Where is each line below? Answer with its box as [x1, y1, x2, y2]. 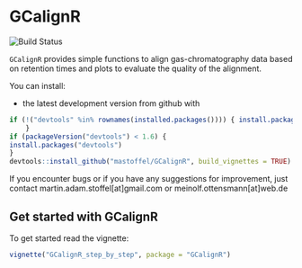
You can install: [9, 80, 66, 91]
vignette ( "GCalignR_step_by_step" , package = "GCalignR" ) [9, 250, 231, 259]
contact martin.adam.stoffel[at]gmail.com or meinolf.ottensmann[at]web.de [9, 183, 289, 194]
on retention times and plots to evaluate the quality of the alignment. [9, 63, 262, 74]
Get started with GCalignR [9, 209, 159, 224]
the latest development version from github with [22, 97, 200, 109]
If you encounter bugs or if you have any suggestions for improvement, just [9, 174, 289, 184]
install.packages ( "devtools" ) [9, 140, 123, 149]
